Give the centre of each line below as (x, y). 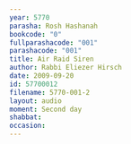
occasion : (28, 126)
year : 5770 (30, 17)
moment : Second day (46, 109)
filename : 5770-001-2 (50, 92)
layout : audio (36, 101)
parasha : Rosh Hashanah (54, 26)
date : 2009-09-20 (42, 76)
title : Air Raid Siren (52, 59)
